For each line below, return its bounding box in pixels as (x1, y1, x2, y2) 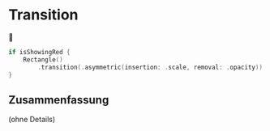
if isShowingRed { (8, 48, 71, 56)
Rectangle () (23, 55, 63, 64)
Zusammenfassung (8, 93, 109, 107)
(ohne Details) (8, 115, 56, 125)
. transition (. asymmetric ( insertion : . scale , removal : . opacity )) (37, 63, 264, 71)
